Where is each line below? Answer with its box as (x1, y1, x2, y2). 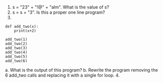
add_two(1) (5, 37, 28, 42)
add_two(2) (5, 41, 28, 46)
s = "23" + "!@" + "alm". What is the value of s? (12, 4, 110, 10)
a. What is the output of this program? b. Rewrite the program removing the (5, 67, 158, 73)
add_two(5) (5, 54, 28, 59)
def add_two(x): (5, 24, 39, 29)
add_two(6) (5, 58, 28, 63)
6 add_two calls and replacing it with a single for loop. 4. (5, 72, 120, 78)
